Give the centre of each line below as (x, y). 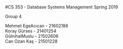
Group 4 (13, 16)
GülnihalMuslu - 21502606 (32, 36)
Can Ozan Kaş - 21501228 (31, 41)
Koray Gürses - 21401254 (31, 31)
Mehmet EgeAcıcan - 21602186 (37, 26)
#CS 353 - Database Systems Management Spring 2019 (62, 7)
